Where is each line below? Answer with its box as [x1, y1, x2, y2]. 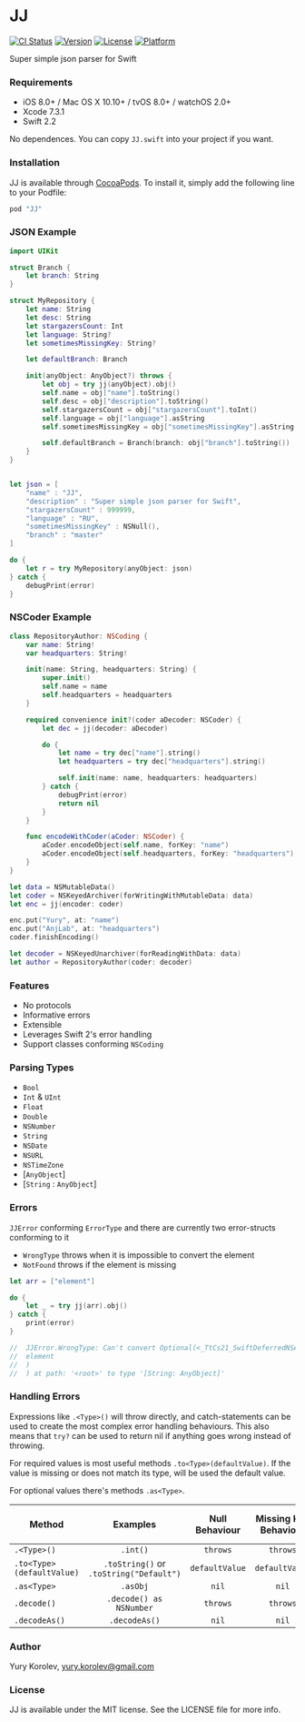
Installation [9, 157, 61, 169]
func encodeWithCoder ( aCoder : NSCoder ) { [25, 832, 184, 842]
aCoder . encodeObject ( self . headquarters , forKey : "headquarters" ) [42, 849, 295, 858]
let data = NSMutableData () [9, 882, 116, 892]
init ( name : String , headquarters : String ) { [25, 665, 197, 674]
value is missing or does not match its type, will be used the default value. [9, 1467, 286, 1478]
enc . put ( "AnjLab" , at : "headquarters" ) [9, 925, 161, 934]
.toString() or [103, 1557, 166, 1570]
